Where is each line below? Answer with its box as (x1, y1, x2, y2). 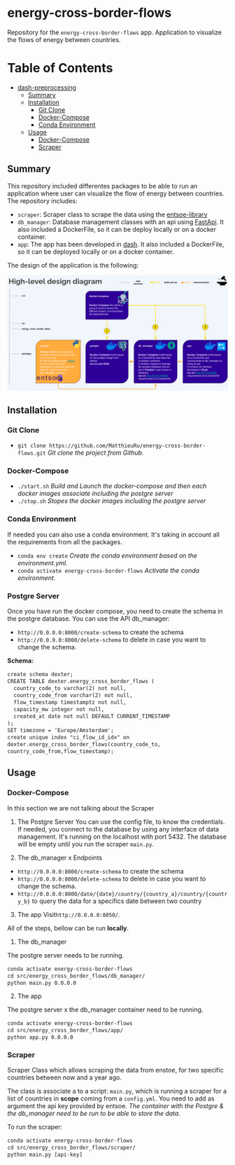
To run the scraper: (7, 1123, 63, 1131)
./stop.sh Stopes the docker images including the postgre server (17, 497, 206, 505)
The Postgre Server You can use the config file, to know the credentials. (17, 818, 225, 826)
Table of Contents (7, 60, 113, 76)
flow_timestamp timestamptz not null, (13, 699, 127, 706)
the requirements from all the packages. (7, 537, 122, 546)
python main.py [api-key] (7, 1151, 83, 1159)
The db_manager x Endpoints (17, 853, 103, 862)
